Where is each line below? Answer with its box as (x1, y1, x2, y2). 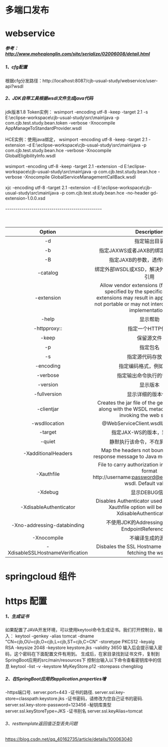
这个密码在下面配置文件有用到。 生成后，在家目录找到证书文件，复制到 (13, 651, 160, 657)
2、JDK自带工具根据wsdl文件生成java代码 (5, 95, 93, 101)
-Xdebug (36, 488, 59, 495)
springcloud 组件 (5, 570, 76, 582)
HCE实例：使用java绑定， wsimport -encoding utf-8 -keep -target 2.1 (5, 136, 147, 142)
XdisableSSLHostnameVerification (7, 549, 88, 556)
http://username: (92, 473, 132, 480)
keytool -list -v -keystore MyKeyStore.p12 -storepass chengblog (10, 663, 143, 669)
